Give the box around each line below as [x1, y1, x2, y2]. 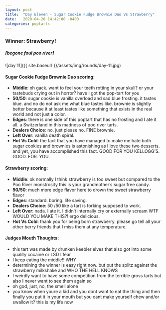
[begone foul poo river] [5, 50, 54, 56]
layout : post [5, 7, 32, 12]
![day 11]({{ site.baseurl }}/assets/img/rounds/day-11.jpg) [5, 63, 121, 69]
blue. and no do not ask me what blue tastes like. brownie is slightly [12, 101, 151, 107]
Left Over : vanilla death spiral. [12, 132, 75, 138]
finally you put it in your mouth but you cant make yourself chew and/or [12, 294, 160, 300]
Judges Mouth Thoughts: [5, 235, 59, 241]
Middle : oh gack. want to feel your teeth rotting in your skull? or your [12, 85, 154, 91]
